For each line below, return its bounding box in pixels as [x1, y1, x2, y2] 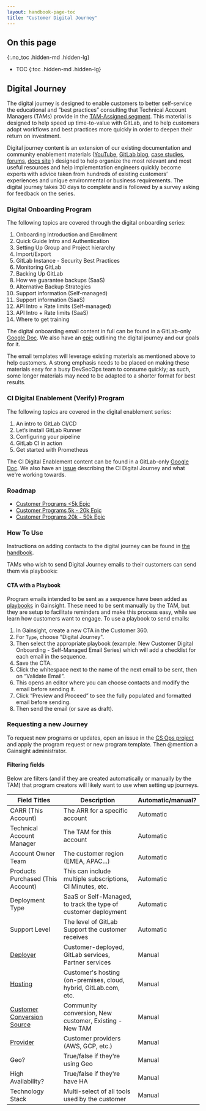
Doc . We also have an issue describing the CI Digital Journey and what [7, 464, 185, 471]
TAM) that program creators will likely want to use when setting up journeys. [7, 781, 199, 789]
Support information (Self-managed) [15, 290, 108, 297]
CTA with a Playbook [7, 581, 61, 589]
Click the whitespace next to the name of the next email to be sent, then [15, 665, 197, 673]
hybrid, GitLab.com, [64, 983, 120, 992]
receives [64, 933, 88, 942]
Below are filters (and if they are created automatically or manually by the [7, 775, 192, 783]
